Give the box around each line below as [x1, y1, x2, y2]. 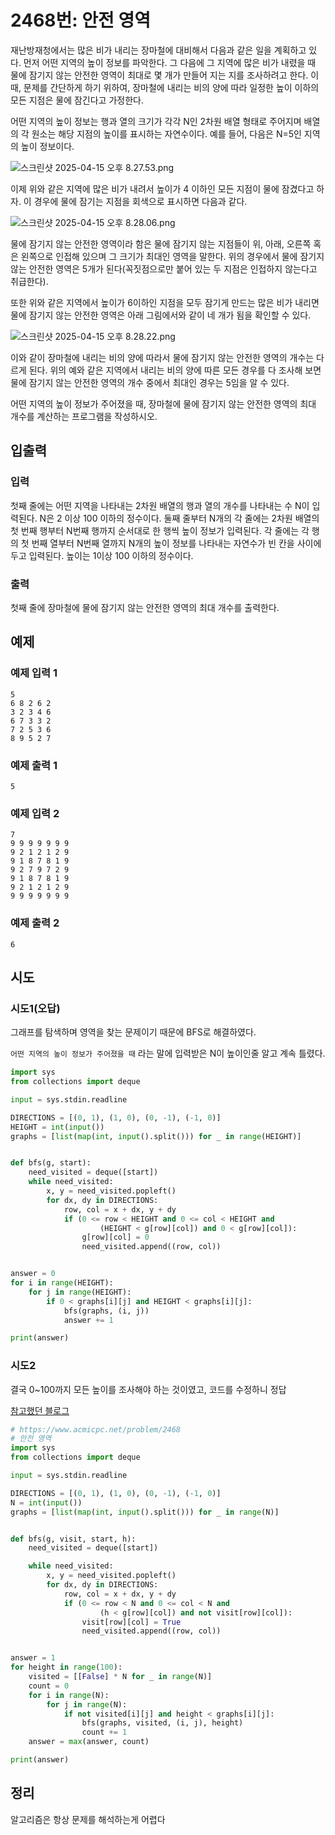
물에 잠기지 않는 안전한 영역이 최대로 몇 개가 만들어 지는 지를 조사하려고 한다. [10, 69, 309, 81]
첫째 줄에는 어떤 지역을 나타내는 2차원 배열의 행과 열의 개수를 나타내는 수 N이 [10, 499, 310, 511]
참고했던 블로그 [10, 1404, 70, 1416]
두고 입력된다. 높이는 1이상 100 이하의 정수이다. [10, 549, 194, 561]
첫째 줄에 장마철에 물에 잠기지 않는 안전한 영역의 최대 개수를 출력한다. [10, 601, 280, 613]
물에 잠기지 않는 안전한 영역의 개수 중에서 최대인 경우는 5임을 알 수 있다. [10, 376, 290, 388]
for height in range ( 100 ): [10, 1662, 123, 1673]
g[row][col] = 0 [81, 1232, 150, 1243]
